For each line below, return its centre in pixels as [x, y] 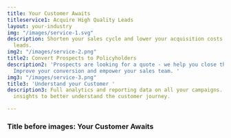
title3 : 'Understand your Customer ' [61, 84]
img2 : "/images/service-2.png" [52, 52]
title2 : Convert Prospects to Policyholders [72, 58]
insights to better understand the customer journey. [92, 97]
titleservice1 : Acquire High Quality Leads [70, 20]
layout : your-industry [40, 26]
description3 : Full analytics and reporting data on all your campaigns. [115, 90]
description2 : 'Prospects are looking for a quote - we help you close [112, 65]
